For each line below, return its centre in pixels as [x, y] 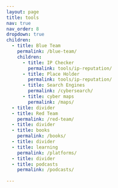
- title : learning [35, 147]
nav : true [19, 23]
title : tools [23, 18]
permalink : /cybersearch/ [61, 91]
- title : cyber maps [48, 96]
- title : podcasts [35, 164]
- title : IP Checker [48, 62]
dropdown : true [25, 35]
